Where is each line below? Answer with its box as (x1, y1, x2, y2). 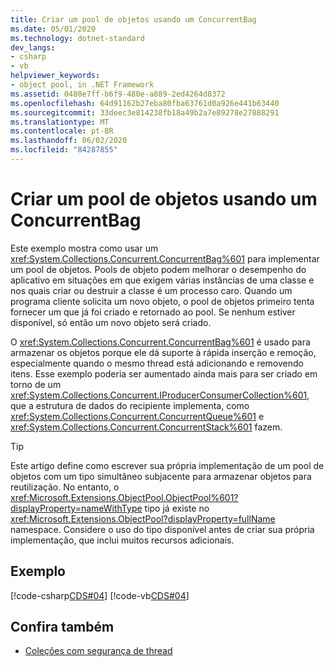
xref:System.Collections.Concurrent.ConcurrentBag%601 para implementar (10, 252, 320, 265)
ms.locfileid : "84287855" (10, 145, 118, 155)
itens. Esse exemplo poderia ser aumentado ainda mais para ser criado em (10, 367, 318, 380)
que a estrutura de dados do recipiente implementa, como (10, 399, 250, 411)
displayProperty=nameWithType (10, 502, 143, 514)
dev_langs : (10, 42, 56, 53)
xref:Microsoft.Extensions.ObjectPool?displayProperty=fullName (10, 512, 276, 525)
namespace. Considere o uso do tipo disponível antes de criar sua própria (10, 523, 315, 535)
